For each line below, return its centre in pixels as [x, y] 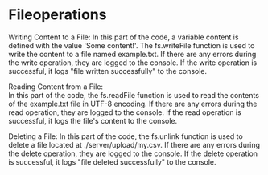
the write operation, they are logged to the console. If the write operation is [133, 63]
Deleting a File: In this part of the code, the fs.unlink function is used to [126, 136]
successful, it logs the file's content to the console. [93, 120]
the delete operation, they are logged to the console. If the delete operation [133, 153]
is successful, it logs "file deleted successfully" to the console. [112, 161]
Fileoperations [58, 15]
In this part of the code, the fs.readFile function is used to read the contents [134, 95]
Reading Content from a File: [56, 87]
